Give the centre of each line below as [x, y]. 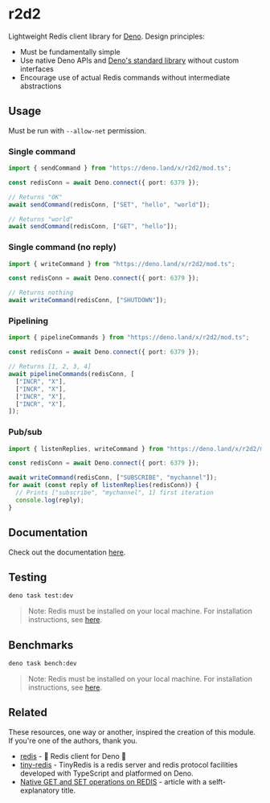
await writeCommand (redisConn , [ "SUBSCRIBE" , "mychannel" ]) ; [113, 478]
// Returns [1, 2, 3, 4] [50, 367]
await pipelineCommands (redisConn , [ [72, 375]
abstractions [41, 86]
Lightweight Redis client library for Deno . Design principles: [106, 36]
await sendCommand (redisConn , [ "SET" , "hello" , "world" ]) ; [109, 205]
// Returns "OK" [35, 197]
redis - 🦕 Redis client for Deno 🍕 [73, 756]
